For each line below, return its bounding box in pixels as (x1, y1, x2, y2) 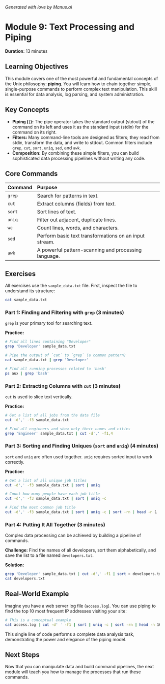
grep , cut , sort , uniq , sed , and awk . (12, 145, 81, 151)
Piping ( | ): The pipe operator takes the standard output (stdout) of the (12, 118, 155, 125)
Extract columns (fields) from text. (37, 201, 116, 207)
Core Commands (5, 170, 58, 178)
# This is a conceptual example (5, 617, 71, 622)
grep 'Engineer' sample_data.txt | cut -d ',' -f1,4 (5, 431, 113, 436)
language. (37, 253, 60, 260)
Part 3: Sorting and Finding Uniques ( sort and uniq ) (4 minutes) (5, 443, 159, 449)
